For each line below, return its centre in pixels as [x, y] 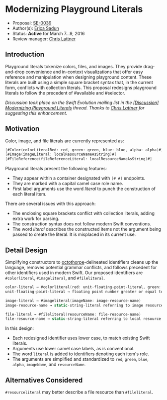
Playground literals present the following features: [56, 169]
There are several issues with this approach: [50, 204]
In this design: [19, 328]
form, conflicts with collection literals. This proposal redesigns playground [81, 88]
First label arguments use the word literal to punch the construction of [84, 189]
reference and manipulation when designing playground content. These [78, 77]
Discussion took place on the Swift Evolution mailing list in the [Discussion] [82, 102]
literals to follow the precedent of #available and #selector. [65, 93]
